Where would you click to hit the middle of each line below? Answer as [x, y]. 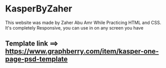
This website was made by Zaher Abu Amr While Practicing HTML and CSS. [83, 22]
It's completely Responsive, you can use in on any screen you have [74, 27]
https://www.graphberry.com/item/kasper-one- [82, 51]
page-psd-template [36, 59]
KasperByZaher [39, 9]
